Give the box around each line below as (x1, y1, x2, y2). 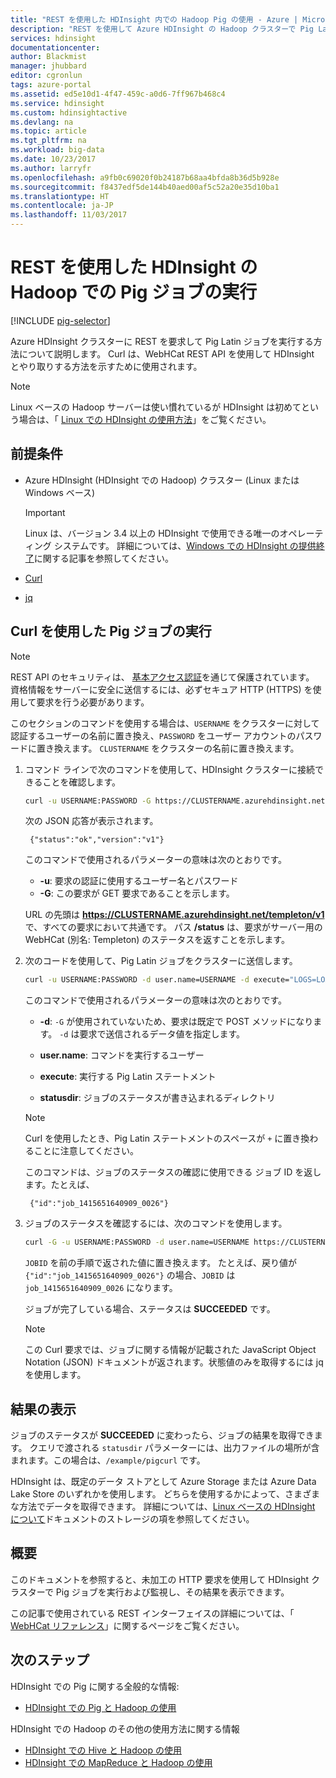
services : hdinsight (10, 33, 97, 43)
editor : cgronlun (10, 71, 83, 81)
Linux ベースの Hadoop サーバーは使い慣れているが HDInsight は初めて (10, 401, 302, 413)
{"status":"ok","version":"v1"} (29, 835, 165, 845)
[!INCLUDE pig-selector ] (10, 314, 111, 326)
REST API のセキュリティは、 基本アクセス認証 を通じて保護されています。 (10, 671, 315, 683)
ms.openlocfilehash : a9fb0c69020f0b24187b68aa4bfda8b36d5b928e (10, 172, 280, 183)
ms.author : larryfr (10, 163, 92, 173)
